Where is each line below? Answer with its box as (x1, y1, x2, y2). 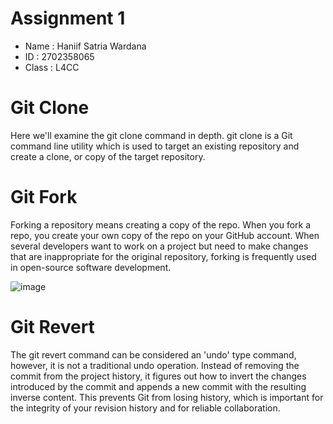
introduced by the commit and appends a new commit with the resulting (10, 380, 307, 392)
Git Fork (10, 186, 78, 209)
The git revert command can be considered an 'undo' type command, (10, 348, 297, 361)
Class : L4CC (24, 61, 80, 73)
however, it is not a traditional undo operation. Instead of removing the (10, 359, 300, 371)
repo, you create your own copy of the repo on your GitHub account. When (10, 229, 320, 241)
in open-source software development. (10, 261, 172, 273)
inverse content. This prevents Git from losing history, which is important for (10, 391, 324, 403)
